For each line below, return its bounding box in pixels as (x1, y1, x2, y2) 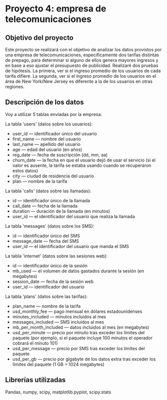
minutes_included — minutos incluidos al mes (12, 313, 106, 319)
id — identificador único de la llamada (12, 197, 91, 203)
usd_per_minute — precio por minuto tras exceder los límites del (12, 329, 145, 335)
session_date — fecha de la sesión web (12, 278, 94, 284)
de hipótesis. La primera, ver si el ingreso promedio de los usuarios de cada (5, 68, 161, 74)
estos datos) (12, 167, 38, 173)
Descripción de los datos (5, 98, 84, 107)
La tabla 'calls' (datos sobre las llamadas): (5, 188, 91, 194)
